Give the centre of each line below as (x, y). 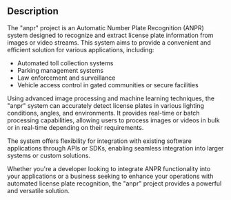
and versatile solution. (39, 190)
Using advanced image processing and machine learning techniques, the (111, 98)
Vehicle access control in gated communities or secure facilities (108, 85)
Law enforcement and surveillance (66, 78)
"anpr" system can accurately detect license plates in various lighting (106, 105)
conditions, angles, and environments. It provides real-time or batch (103, 113)
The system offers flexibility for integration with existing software (99, 141)
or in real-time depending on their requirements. (76, 127)
